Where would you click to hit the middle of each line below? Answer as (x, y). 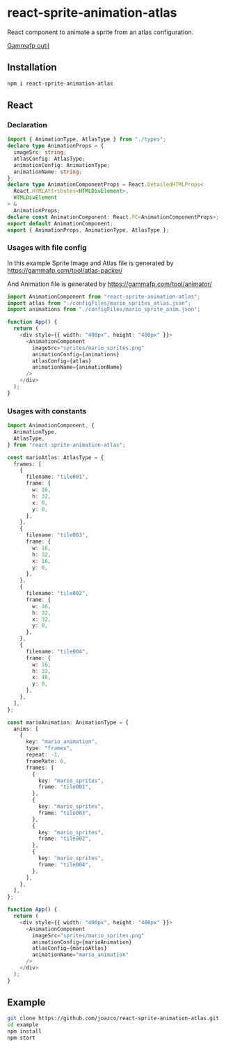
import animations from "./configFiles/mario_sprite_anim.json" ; (104, 310)
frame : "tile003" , (65, 813)
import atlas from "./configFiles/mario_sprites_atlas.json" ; (99, 303)
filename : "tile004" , (57, 651)
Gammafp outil (29, 45)
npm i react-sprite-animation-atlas (60, 84)
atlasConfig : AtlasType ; (49, 159)
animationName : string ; (48, 172)
